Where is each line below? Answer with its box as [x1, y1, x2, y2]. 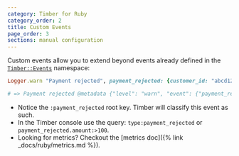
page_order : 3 [7, 30, 50, 38]
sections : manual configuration [7, 37, 103, 44]
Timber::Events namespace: [7, 64, 90, 72]
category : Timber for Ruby [7, 10, 87, 18]
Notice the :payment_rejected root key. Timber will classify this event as [17, 103, 229, 111]
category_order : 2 [7, 17, 62, 24]
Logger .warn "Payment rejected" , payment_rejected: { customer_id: [7, 77, 208, 85]
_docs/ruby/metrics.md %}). [17, 140, 101, 149]
